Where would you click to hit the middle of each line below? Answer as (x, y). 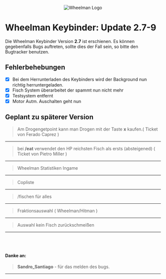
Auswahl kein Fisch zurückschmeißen (56, 225)
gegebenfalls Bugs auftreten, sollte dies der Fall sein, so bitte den (72, 46)
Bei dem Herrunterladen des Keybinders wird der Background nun (80, 79)
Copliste (26, 182)
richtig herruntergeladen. (38, 85)
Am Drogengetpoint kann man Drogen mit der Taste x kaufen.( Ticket (87, 129)
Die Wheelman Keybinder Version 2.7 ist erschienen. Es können (70, 41)
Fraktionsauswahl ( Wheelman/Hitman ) (57, 211)
